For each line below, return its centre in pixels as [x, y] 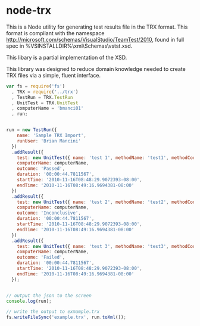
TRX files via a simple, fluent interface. [54, 75]
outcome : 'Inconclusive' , [49, 213]
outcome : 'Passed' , [41, 169]
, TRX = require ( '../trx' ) [45, 92]
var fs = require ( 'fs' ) [36, 86]
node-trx [29, 10]
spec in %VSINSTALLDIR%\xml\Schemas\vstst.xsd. [69, 46]
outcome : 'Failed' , [41, 257]
